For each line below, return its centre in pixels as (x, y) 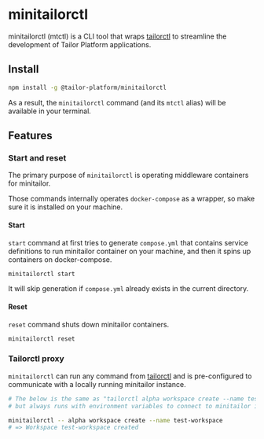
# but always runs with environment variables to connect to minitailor (130, 406)
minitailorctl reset (42, 339)
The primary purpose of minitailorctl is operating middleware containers (128, 175)
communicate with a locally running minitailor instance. (97, 384)
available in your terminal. (50, 111)
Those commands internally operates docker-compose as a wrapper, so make (132, 199)
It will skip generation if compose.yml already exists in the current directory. (128, 289)
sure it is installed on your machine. (66, 207)
